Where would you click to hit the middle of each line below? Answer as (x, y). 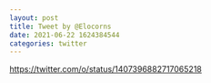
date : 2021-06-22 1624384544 (65, 35)
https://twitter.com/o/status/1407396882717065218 (105, 69)
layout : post (34, 18)
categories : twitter (49, 43)
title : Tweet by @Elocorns (60, 26)
